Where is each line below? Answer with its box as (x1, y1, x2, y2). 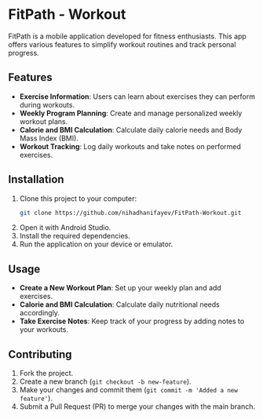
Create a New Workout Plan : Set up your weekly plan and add (19, 283, 221, 293)
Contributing (8, 348, 72, 361)
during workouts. (19, 100, 75, 109)
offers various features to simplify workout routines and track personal (8, 39, 236, 49)
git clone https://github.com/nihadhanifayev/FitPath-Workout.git (19, 209, 242, 217)
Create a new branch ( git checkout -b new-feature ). (19, 377, 192, 386)
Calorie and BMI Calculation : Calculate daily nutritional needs (19, 300, 220, 309)
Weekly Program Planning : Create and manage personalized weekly (19, 108, 243, 118)
